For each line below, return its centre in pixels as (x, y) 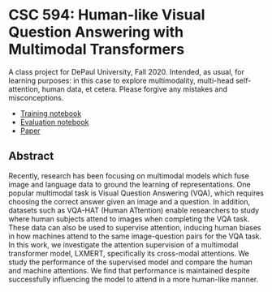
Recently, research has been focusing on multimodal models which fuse (129, 175)
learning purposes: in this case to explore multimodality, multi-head (121, 80)
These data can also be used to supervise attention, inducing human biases (135, 227)
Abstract (31, 156)
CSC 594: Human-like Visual (107, 15)
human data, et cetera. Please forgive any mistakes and (134, 89)
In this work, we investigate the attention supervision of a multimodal (123, 244)
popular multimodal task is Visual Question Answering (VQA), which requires (136, 193)
